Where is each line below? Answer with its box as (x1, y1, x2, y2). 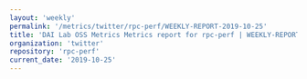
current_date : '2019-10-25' (9, 55, 117, 64)
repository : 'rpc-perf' (9, 47, 101, 56)
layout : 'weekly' (9, 13, 76, 23)
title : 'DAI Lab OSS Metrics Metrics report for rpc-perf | (9, 30, 244, 39)
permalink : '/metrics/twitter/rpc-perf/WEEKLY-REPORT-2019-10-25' (9, 22, 268, 31)
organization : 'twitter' (9, 38, 104, 48)
